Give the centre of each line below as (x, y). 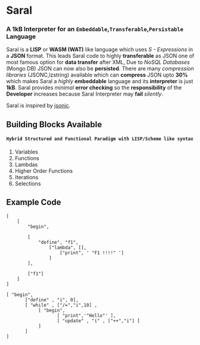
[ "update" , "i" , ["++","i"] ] (99, 320)
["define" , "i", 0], (52, 300)
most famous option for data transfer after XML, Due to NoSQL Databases (98, 62)
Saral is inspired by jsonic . (38, 106)
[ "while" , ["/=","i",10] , (61, 305)
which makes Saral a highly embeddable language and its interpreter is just (100, 81)
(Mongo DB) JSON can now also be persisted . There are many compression (100, 69)
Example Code (34, 202)
